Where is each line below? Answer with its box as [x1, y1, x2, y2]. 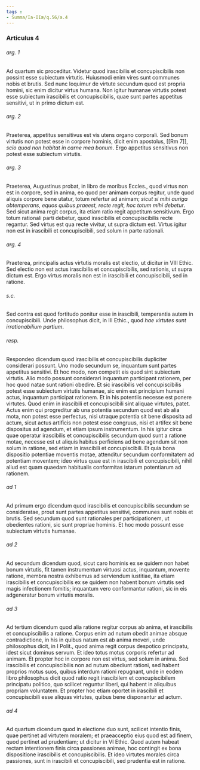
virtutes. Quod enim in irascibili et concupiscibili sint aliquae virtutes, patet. [6, 400, 190, 407]
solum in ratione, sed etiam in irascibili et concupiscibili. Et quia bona [6, 444, 176, 451]
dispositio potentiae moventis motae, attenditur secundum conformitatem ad [6, 451, 195, 458]
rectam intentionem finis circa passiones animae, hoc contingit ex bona [6, 745, 181, 752]
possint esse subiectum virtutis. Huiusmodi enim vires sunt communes [6, 74, 180, 81]
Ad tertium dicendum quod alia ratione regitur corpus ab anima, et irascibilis [6, 624, 193, 631]
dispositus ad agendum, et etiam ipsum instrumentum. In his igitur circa [6, 425, 182, 432]
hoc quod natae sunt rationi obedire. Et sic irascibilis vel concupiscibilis [6, 381, 181, 388]
